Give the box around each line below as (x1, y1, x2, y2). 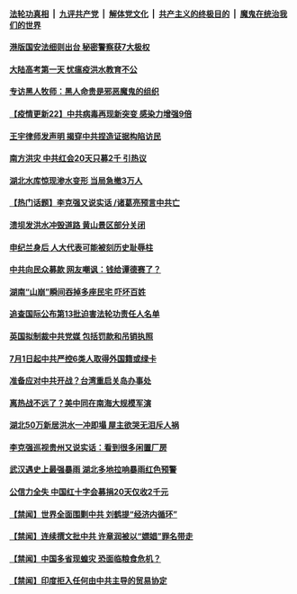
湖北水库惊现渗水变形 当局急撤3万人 (9, 175, 143, 186)
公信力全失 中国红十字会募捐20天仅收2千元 (9, 486, 169, 498)
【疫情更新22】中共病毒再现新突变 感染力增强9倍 (9, 108, 193, 119)
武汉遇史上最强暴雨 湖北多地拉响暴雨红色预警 (9, 464, 177, 475)
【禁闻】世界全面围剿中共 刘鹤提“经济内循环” (9, 509, 178, 519)
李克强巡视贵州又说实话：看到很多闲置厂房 (9, 441, 167, 453)
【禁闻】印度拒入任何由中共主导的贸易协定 (9, 575, 167, 586)
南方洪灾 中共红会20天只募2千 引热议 (9, 153, 147, 164)
